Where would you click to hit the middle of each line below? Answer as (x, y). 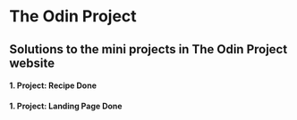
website (32, 63)
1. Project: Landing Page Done (66, 106)
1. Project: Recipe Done (53, 85)
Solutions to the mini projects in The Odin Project (148, 49)
